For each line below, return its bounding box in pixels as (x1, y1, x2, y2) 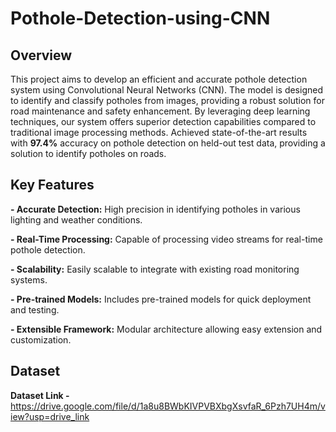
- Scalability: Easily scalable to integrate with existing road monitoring (10, 263, 300, 275)
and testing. (10, 303, 60, 316)
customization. (10, 333, 72, 346)
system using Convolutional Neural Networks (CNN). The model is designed (10, 84, 323, 96)
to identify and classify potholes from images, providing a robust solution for (10, 95, 325, 106)
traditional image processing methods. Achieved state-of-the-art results (10, 127, 308, 138)
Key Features (10, 177, 95, 194)
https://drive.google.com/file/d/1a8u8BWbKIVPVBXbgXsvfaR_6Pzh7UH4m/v (10, 400, 326, 412)
